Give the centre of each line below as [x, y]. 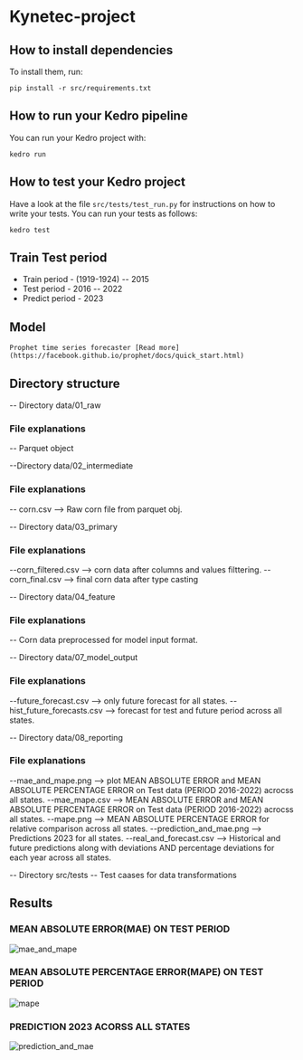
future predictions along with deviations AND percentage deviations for [142, 847]
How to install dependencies [91, 50]
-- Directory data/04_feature [62, 596]
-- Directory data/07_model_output [74, 658]
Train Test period [58, 258]
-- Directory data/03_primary [63, 526]
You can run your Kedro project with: [78, 137]
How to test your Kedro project [97, 182]
